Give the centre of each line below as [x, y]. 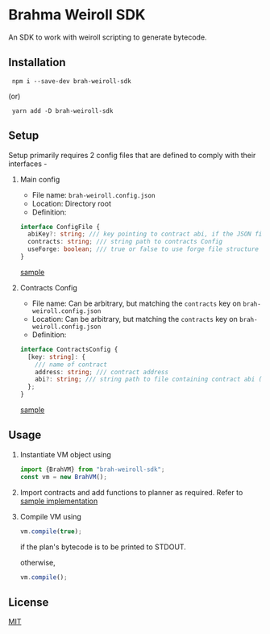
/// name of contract [71, 365]
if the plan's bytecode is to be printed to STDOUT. [103, 547]
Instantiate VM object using [65, 454]
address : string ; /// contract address [102, 372]
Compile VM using [51, 516]
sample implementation [59, 501]
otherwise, [38, 562]
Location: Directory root [71, 203]
